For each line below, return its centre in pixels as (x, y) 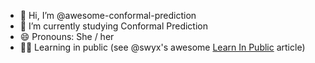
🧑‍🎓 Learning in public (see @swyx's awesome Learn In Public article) (162, 47)
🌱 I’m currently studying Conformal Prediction (114, 26)
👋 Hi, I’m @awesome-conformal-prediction (108, 15)
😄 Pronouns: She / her (67, 36)
